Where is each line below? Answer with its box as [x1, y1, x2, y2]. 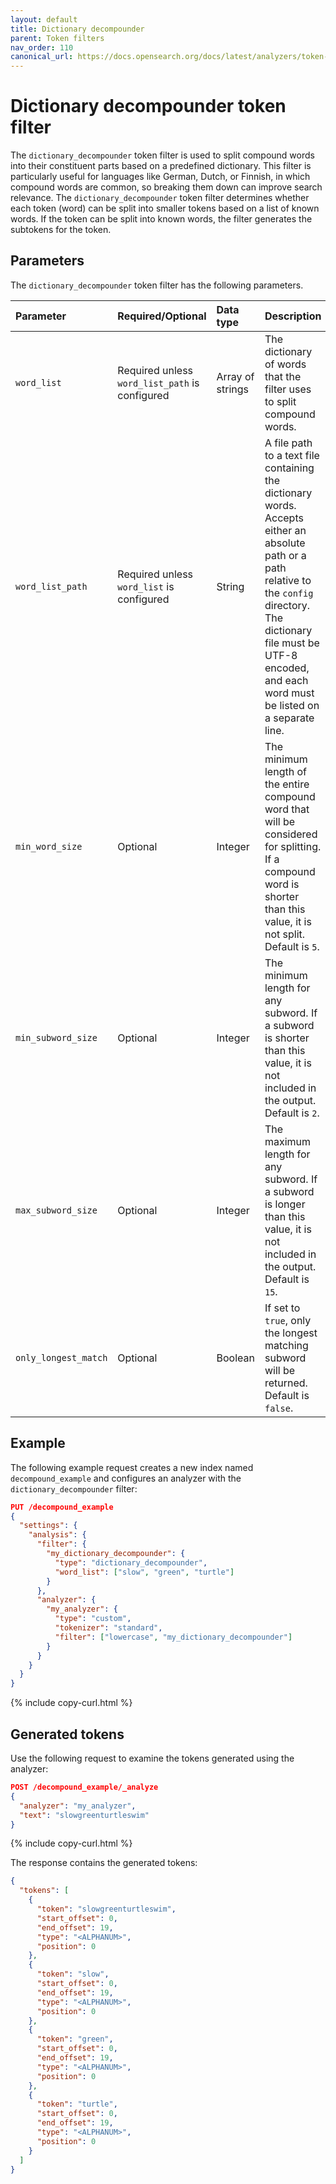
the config [264, 586, 314, 600]
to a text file [264, 448, 320, 462]
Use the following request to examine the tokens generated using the [10, 1752, 295, 1764]
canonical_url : [10, 52, 74, 62]
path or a [264, 548, 307, 562]
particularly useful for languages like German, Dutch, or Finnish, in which [10, 171, 311, 183]
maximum [264, 1134, 312, 1148]
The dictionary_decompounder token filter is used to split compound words [10, 149, 315, 161]
